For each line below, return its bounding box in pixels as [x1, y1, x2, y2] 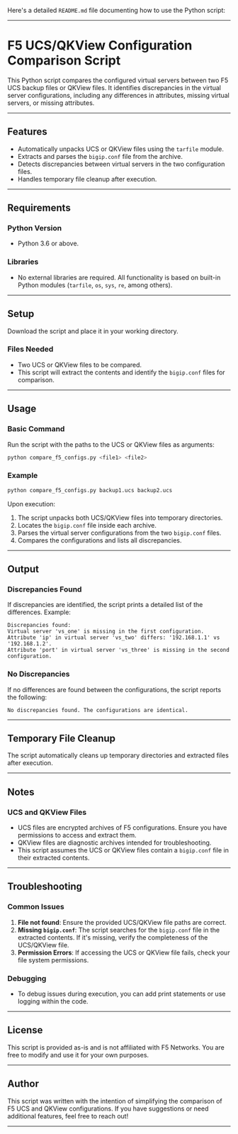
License [7, 1024, 43, 1036]
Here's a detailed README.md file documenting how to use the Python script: [7, 6, 225, 14]
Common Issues [7, 902, 65, 912]
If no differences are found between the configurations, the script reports [7, 685, 222, 694]
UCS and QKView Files [7, 807, 87, 817]
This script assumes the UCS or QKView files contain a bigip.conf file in [17, 846, 229, 855]
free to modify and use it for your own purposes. [7, 1050, 149, 1059]
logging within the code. [17, 997, 89, 1006]
